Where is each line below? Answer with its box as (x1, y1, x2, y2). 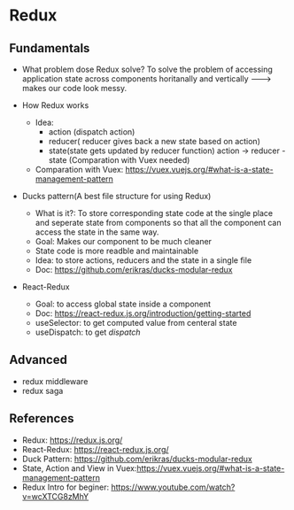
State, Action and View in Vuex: (21, 462, 137, 474)
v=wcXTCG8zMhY (21, 491, 89, 501)
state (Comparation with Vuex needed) (48, 155, 190, 165)
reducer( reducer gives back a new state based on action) (48, 136, 261, 146)
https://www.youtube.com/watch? (110, 482, 236, 492)
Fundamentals (9, 41, 90, 56)
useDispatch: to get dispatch (35, 327, 141, 337)
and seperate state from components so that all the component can (35, 218, 282, 228)
